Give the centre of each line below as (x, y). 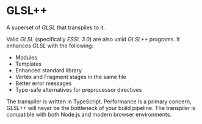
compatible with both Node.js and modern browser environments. (89, 114)
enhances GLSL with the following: (50, 46)
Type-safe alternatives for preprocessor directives (78, 89)
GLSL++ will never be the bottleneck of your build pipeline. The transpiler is (101, 108)
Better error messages (43, 83)
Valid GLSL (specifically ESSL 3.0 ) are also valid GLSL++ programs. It (93, 39)
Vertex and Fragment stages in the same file (70, 77)
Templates (28, 64)
